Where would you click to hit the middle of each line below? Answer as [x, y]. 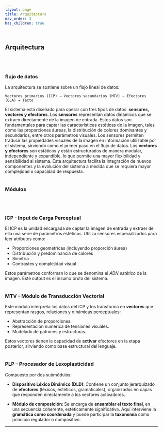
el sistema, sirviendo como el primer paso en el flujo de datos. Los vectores [81, 146]
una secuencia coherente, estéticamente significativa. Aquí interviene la [84, 409]
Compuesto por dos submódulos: [38, 375]
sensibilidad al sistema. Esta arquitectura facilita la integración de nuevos [78, 161]
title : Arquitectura [26, 14]
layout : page [18, 9]
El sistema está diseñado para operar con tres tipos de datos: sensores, [77, 110]
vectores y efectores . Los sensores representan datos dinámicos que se [78, 114]
